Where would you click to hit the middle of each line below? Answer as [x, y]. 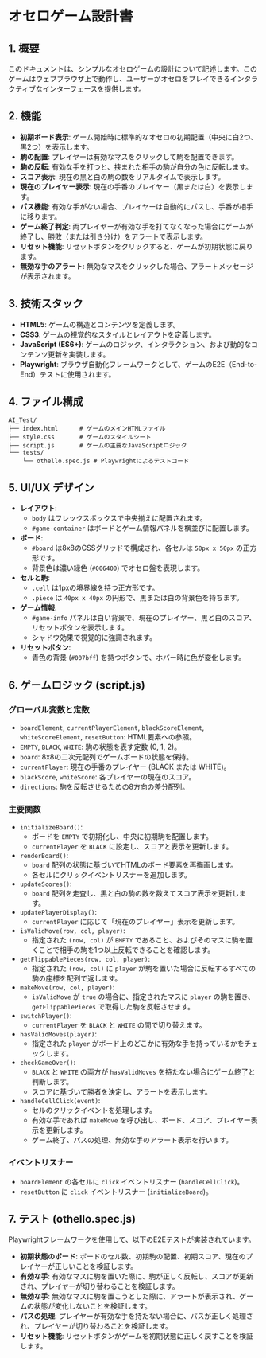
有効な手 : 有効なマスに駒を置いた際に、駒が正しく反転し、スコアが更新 [137, 1276]
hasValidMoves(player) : [58, 1034]
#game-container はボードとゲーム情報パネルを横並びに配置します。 [143, 528]
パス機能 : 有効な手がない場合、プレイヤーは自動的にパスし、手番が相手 [137, 206]
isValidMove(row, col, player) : [72, 931]
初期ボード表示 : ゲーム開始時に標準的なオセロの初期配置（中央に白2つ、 [139, 137]
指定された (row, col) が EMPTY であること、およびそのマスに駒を [139, 940]
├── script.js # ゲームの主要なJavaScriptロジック [98, 446]
